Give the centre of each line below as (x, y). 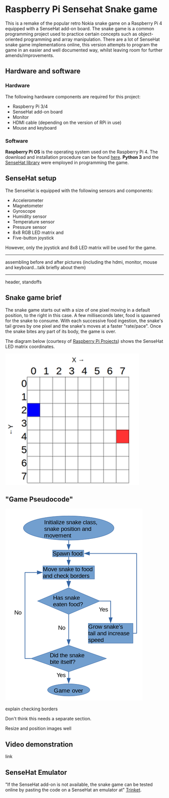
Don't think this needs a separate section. (48, 719)
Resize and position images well (38, 728)
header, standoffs (23, 282)
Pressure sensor (29, 227)
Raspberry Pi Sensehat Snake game (81, 9)
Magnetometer (28, 206)
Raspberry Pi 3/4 (30, 106)
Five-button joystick (33, 237)
